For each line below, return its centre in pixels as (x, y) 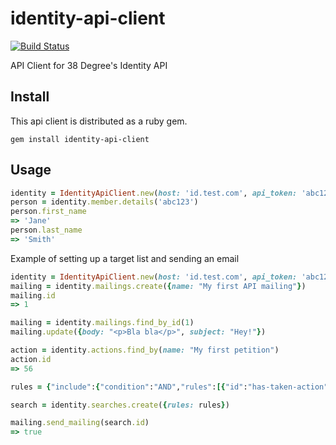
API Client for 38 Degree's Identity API (89, 65)
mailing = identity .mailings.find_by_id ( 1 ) (102, 323)
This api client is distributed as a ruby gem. (99, 121)
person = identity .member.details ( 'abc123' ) (104, 202)
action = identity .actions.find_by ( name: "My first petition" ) (145, 350)
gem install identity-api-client (80, 139)
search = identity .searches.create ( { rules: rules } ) (120, 405)
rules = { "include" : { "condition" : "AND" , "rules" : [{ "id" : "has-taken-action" (169, 387)
